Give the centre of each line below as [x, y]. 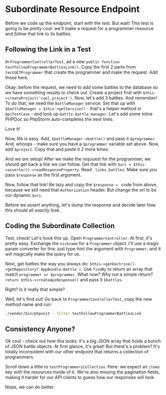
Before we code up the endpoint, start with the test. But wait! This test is [79, 23]
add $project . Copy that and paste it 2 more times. [57, 149]
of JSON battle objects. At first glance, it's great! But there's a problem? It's [83, 346]
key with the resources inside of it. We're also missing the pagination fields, [83, 372]
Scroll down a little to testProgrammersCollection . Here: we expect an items [83, 367]
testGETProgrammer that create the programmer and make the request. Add [82, 72]
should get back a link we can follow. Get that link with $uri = [68, 164]
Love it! [13, 129]
